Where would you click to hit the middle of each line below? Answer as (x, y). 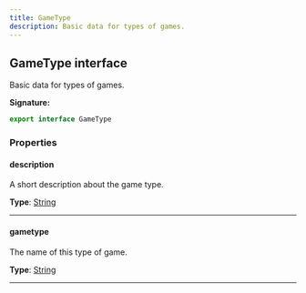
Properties (33, 143)
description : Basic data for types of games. (97, 26)
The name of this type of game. (68, 252)
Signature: (30, 103)
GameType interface (68, 63)
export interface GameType (61, 119)
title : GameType (40, 18)
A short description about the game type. (87, 185)
